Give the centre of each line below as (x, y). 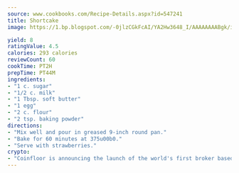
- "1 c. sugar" (30, 86)
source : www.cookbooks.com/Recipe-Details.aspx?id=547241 (95, 14)
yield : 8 (20, 40)
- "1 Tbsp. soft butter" (44, 99)
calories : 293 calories (43, 53)
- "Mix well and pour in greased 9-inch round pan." (87, 132)
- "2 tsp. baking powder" (46, 119)
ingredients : (27, 79)
